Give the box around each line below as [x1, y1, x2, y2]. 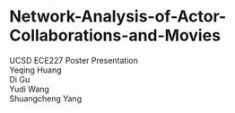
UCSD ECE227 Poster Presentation [9, 55, 139, 65]
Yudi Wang [9, 83, 49, 94]
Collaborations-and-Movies [9, 25, 222, 46]
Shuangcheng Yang [9, 92, 83, 104]
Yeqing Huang [9, 65, 62, 75]
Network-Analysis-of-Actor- [9, 6, 227, 27]
